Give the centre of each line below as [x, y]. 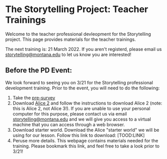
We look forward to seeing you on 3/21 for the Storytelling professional [79, 82]
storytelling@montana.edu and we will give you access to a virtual [82, 119]
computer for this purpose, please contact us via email [70, 114]
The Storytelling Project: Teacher [77, 9]
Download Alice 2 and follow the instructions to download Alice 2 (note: [87, 103]
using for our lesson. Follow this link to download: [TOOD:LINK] [79, 135]
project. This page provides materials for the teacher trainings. [71, 39]
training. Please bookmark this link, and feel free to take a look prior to [86, 146]
